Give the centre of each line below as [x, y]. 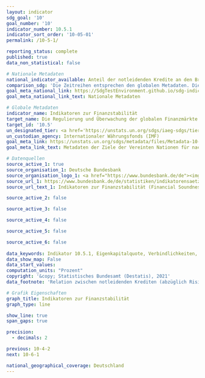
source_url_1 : [24, 181]
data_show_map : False [34, 259]
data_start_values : [31, 265]
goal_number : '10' [30, 23]
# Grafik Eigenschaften [37, 293]
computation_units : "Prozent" [45, 271]
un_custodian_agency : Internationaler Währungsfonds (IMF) [83, 136]
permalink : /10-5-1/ [33, 40]
